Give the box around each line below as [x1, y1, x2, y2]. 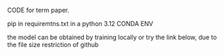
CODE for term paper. [7, 6, 70, 14]
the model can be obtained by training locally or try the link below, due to [7, 33, 218, 41]
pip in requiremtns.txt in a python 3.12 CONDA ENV [7, 20, 154, 27]
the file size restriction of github [7, 41, 99, 48]
